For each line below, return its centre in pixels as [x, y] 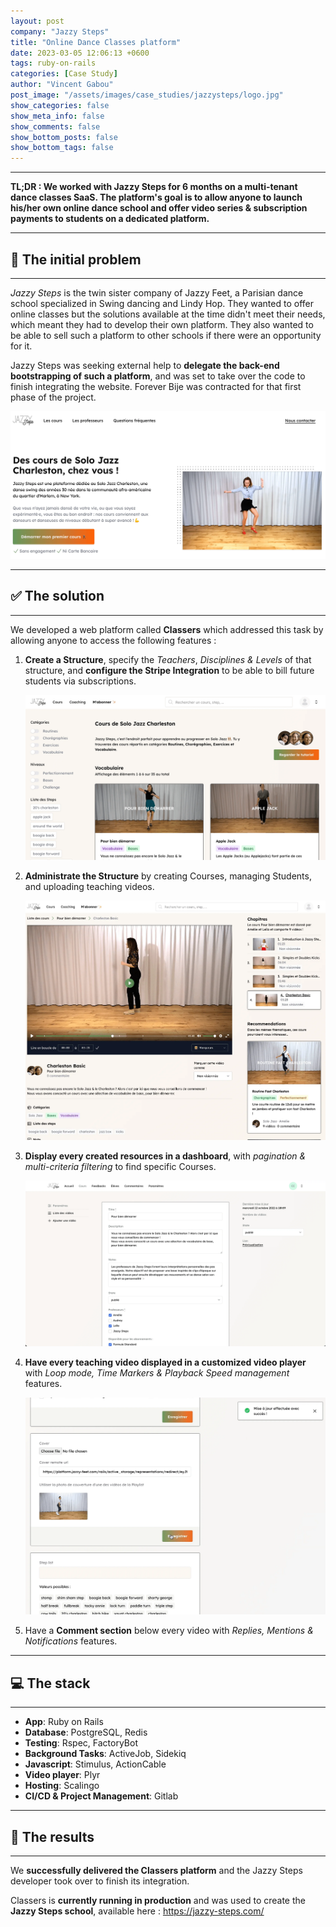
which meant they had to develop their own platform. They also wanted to [162, 324]
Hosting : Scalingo [62, 1786]
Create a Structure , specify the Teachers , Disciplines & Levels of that [168, 659]
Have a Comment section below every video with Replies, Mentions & [169, 1631]
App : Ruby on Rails [64, 1722]
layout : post [37, 21]
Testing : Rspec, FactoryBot [81, 1743]
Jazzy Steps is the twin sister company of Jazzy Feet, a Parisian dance [157, 292]
